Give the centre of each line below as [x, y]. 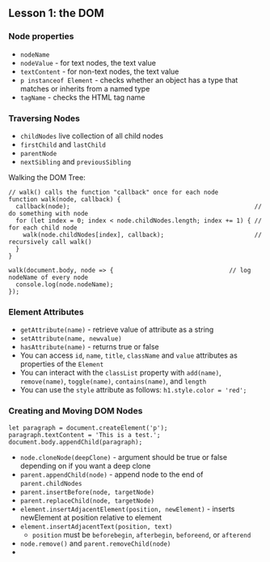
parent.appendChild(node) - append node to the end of [112, 474]
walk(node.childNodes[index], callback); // [143, 234]
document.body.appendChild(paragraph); [76, 442]
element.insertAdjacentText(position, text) [96, 526]
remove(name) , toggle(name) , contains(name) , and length [113, 381]
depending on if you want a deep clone [85, 465]
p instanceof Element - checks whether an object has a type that [129, 79]
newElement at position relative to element [91, 517]
